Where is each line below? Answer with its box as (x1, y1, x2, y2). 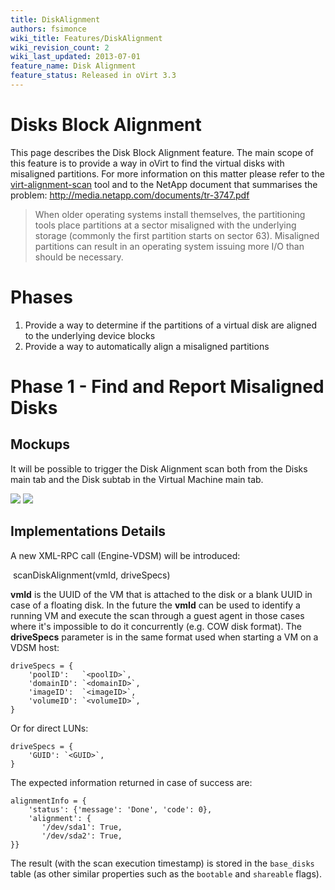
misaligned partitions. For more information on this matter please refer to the (10, 167, 325, 180)
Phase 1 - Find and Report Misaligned (10, 375, 325, 398)
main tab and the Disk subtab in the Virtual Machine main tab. (10, 473, 264, 485)
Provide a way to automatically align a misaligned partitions (24, 340, 270, 352)
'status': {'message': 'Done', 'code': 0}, (28, 804, 213, 815)
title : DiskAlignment (10, 14, 101, 25)
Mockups (10, 436, 71, 453)
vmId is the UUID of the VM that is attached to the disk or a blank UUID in (10, 588, 313, 600)
